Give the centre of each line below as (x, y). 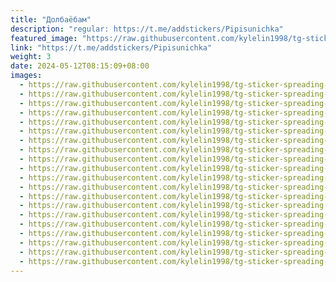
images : (26, 76)
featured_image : (44, 38)
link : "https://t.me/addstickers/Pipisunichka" (111, 47)
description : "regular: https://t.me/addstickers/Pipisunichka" (147, 29)
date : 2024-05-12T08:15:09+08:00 (80, 66)
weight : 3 (31, 57)
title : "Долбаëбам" (51, 19)
